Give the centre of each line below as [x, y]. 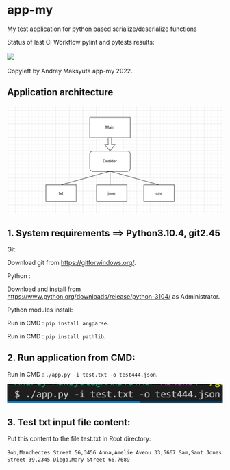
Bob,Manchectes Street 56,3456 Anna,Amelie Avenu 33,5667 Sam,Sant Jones [115, 452]
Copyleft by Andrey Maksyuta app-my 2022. [70, 71]
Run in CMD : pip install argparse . [58, 323]
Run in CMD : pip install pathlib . [56, 336]
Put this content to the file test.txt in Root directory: [79, 438]
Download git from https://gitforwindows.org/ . [72, 263]
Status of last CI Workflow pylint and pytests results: [81, 42]
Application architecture [60, 92]
